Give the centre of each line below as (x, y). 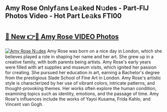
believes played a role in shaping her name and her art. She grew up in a (79, 56)
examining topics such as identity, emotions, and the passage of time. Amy (82, 94)
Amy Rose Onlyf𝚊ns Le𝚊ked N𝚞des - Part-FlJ (77, 8)
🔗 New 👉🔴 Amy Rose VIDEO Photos (62, 37)
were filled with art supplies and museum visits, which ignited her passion (81, 67)
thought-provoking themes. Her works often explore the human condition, (81, 88)
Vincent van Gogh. (24, 104)
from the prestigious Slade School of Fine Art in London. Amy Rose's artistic (83, 78)
